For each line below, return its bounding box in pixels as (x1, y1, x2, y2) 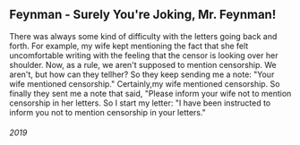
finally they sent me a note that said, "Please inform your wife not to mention (9, 88, 292, 98)
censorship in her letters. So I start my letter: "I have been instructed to (9, 98, 271, 108)
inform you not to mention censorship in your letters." (9, 107, 206, 117)
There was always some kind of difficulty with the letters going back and (9, 30, 278, 41)
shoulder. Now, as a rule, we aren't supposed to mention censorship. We (9, 59, 277, 70)
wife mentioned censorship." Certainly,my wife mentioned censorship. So (9, 78, 280, 89)
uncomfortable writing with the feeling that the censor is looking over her (9, 49, 279, 61)
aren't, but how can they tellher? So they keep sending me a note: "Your (9, 69, 275, 80)
